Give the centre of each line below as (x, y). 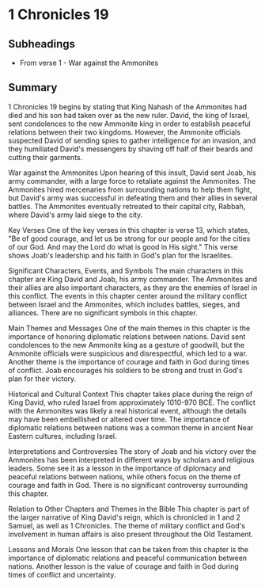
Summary (33, 88)
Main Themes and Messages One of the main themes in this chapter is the (129, 328)
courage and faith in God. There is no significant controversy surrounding (128, 485)
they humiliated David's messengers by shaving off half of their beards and (131, 149)
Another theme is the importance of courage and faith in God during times (129, 361)
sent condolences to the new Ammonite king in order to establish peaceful (129, 124)
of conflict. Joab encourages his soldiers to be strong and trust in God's (125, 370)
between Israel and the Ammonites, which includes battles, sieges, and (124, 304)
